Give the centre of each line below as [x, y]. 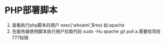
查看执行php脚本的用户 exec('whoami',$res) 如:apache [68, 25]
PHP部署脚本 [31, 10]
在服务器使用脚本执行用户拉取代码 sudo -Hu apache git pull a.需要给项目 [86, 31]
